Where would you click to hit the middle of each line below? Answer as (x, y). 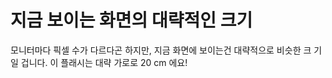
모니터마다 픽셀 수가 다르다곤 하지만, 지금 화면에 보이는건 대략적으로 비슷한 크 (161, 50)
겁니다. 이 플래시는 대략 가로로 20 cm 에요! (104, 62)
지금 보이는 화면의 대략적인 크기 (131, 20)
